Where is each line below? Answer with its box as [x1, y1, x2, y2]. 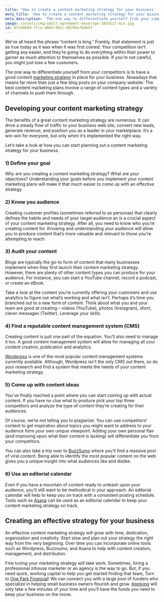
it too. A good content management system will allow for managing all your [5, 339, 155, 345]
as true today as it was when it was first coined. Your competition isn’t [5, 44, 146, 50]
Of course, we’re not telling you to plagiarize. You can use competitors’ [5, 417, 148, 424]
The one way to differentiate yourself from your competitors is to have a [5, 69, 150, 75]
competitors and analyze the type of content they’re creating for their [5, 403, 144, 409]
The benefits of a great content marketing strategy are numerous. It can [5, 117, 150, 123]
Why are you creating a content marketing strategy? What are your [5, 171, 139, 177]
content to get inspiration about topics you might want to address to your [5, 423, 152, 429]
